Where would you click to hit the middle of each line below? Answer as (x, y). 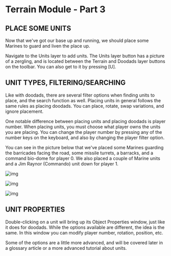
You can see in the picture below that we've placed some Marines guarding (84, 147)
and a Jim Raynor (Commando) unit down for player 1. (62, 164)
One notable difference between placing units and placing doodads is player (86, 121)
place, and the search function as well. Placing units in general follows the (83, 100)
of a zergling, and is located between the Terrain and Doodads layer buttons (85, 61)
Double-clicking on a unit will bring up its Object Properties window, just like (85, 222)
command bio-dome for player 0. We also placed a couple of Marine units (83, 158)
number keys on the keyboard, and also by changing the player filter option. (85, 137)
